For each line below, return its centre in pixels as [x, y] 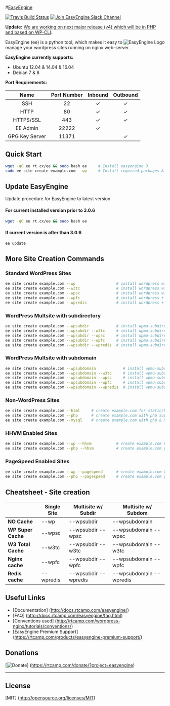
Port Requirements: [26, 82]
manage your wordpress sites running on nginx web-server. [68, 47]
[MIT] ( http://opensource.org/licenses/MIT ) [50, 698]
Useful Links [25, 598]
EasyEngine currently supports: [39, 57]
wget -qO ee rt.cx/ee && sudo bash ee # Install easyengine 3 [77, 166]
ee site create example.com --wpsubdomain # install [74, 368]
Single [53, 506]
